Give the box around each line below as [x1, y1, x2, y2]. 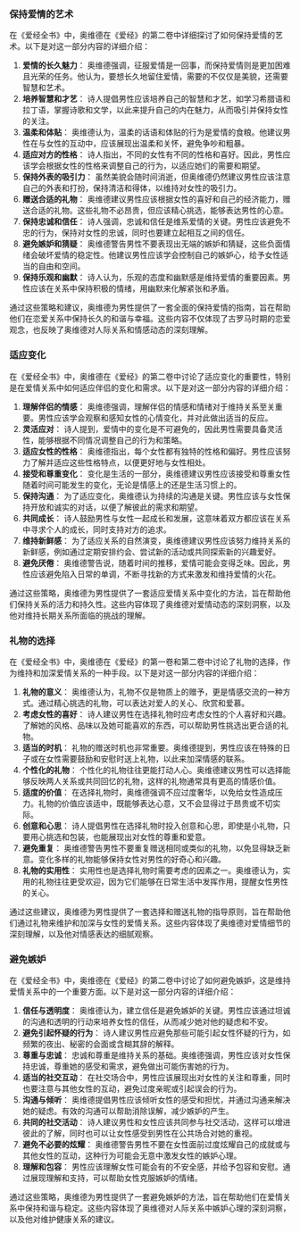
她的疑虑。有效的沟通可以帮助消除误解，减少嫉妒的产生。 [21, 1105, 234, 1117]
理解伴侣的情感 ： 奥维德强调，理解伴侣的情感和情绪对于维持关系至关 [21, 401, 275, 412]
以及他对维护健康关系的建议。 [9, 1214, 119, 1225]
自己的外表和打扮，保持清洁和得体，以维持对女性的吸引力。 [21, 183, 242, 194]
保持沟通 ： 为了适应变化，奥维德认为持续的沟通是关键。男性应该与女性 [21, 490, 283, 501]
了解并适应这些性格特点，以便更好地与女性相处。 [29, 457, 211, 468]
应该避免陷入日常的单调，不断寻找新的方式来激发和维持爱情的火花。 [29, 569, 281, 579]
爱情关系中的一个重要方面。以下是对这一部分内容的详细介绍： [9, 987, 237, 997]
